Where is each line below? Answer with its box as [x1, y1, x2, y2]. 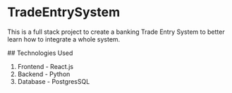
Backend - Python [17, 70, 71, 78]
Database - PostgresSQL [17, 77, 90, 85]
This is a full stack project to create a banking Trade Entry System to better [7, 27, 225, 36]
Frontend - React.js [17, 62, 74, 70]
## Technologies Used [7, 49, 73, 57]
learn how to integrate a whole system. [7, 35, 121, 43]
